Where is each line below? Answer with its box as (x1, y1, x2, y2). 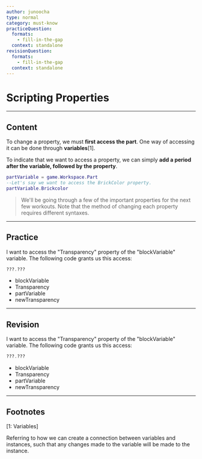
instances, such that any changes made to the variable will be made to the (6, 440, 191, 448)
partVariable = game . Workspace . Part (6, 174, 98, 181)
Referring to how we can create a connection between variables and (6, 434, 176, 442)
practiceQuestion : (6, 25, 52, 32)
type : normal (6, 14, 39, 20)
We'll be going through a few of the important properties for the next (20, 196, 191, 204)
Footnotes (6, 407, 45, 417)
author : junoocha (6, 8, 50, 15)
